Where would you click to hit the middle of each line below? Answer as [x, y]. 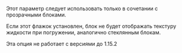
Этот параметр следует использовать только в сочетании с [82, 9]
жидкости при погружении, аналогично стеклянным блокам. [84, 32]
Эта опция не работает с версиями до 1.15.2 [62, 44]
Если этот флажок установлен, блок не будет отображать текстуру [91, 26]
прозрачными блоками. [36, 15]
